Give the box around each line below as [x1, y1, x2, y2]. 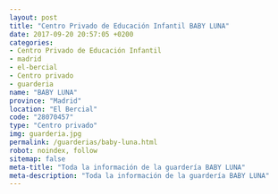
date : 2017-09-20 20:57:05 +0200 [9, 30, 134, 38]
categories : [9, 38, 54, 47]
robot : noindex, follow [9, 146, 98, 155]
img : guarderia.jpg [9, 130, 82, 139]
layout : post [9, 13, 58, 22]
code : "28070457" [9, 113, 74, 122]
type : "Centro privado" [9, 122, 98, 131]
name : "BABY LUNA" [9, 88, 78, 97]
